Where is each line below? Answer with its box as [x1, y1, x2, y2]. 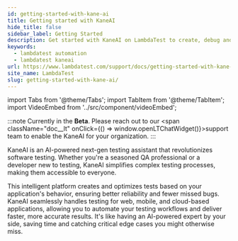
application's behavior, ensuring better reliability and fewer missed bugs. [7, 189, 220, 198]
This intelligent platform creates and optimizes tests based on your [7, 182, 202, 191]
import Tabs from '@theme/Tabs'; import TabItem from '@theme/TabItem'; [7, 96, 225, 104]
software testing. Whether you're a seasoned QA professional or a [7, 153, 200, 162]
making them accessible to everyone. [7, 168, 117, 177]
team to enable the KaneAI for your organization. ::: [7, 132, 157, 140]
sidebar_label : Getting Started [7, 30, 103, 38]
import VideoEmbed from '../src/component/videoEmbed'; [7, 103, 177, 112]
